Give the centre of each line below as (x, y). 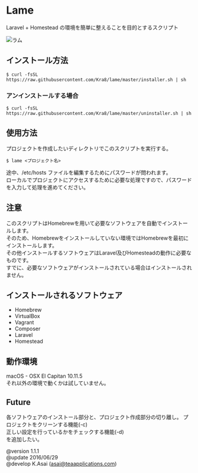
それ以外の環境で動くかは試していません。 (58, 383)
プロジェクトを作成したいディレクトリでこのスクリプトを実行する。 (89, 148)
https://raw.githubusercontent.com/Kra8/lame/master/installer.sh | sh (96, 80)
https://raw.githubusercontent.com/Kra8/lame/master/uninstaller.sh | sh (99, 114)
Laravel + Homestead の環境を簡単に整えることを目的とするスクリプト (92, 27)
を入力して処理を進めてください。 (48, 187)
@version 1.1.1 (23, 451)
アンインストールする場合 (42, 95)
